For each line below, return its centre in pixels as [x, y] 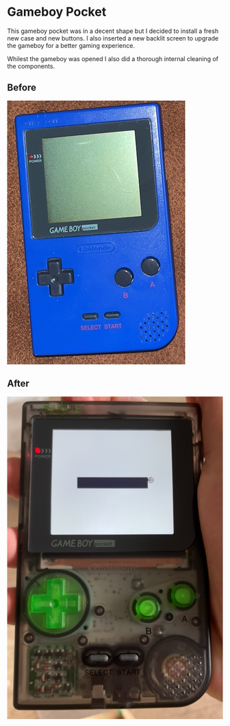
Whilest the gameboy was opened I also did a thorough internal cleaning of [113, 58]
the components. [31, 66]
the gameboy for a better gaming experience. [71, 45]
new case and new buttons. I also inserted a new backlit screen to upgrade [113, 38]
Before [22, 87]
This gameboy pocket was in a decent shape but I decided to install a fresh [113, 31]
